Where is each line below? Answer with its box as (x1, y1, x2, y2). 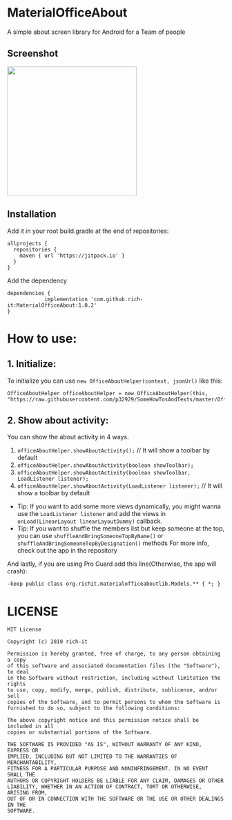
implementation (43, 296, 88, 303)
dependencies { (7, 289, 51, 296)
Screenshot (7, 48, 59, 59)
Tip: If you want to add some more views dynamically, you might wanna (17, 502, 221, 511)
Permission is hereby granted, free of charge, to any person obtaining (7, 651, 221, 658)
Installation (7, 209, 57, 220)
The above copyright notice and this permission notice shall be (7, 717, 199, 724)
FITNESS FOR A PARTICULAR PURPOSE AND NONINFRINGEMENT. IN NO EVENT (7, 765, 209, 772)
